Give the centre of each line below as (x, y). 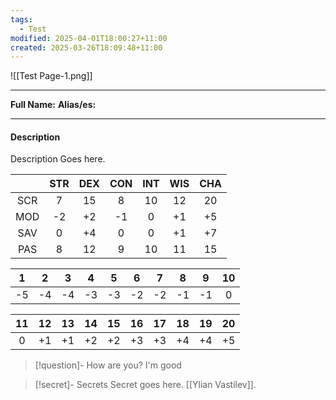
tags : (21, 19)
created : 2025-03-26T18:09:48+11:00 (86, 47)
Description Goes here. (58, 159)
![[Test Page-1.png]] (51, 76)
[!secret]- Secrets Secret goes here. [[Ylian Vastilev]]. (145, 385)
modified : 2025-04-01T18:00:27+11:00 (89, 38)
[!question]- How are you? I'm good (108, 365)
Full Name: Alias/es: (53, 105)
